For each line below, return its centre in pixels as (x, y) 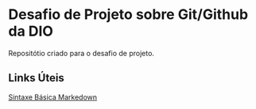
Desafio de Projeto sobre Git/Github (128, 15)
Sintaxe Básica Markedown (53, 97)
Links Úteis (37, 78)
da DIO (31, 31)
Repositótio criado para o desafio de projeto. (81, 53)
